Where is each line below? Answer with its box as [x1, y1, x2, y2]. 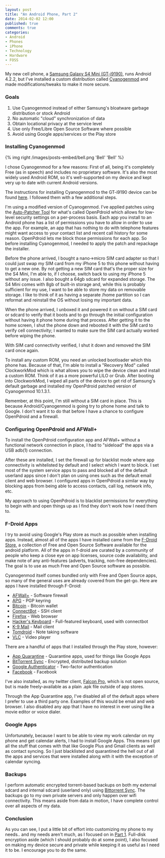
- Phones [5, 39, 23, 44]
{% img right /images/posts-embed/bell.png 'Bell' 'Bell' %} [5, 154, 124, 160]
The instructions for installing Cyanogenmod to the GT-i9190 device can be [5, 189, 157, 195]
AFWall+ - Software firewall [12, 592, 68, 598]
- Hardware [5, 53, 27, 58]
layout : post [5, 7, 32, 12]
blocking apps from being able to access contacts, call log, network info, [5, 483, 152, 489]
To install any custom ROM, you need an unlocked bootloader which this [5, 357, 151, 363]
